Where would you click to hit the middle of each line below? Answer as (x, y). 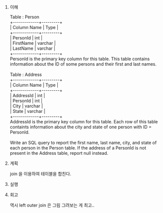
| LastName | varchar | (33, 48)
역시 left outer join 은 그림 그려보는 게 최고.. (52, 205)
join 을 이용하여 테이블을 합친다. (41, 174)
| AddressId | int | (27, 96)
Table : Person (24, 17)
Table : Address (26, 74)
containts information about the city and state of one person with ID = (81, 127)
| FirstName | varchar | (33, 43)
